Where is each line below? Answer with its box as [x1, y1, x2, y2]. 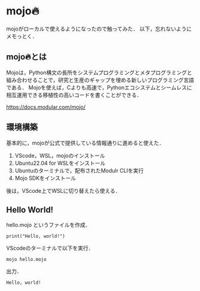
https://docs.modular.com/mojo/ [6, 103, 86, 110]
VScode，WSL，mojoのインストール [14, 151, 106, 159]
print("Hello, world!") [6, 234, 66, 240]
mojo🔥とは [6, 52, 47, 62]
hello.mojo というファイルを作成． [6, 222, 91, 229]
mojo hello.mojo [6, 256, 47, 263]
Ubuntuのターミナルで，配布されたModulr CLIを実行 [14, 166, 144, 174]
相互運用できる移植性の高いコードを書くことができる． [6, 91, 142, 98]
